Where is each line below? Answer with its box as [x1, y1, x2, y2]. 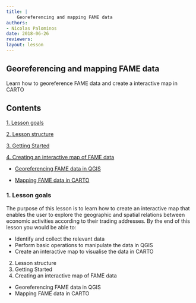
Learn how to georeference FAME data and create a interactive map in [6, 80, 178, 87]
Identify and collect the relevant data [14, 235, 105, 242]
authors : [6, 20, 28, 26]
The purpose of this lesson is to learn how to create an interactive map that [6, 204, 190, 212]
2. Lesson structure [6, 130, 54, 137]
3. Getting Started [6, 142, 50, 149]
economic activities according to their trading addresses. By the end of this [6, 217, 190, 225]
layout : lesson [6, 42, 44, 48]
